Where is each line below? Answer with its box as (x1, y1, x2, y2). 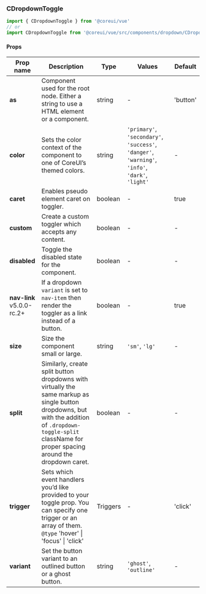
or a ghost (41, 569, 71, 578)
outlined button (41, 562, 86, 571)
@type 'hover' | (41, 529, 83, 538)
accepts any (41, 228, 77, 236)
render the (41, 301, 72, 310)
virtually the (41, 382, 75, 391)
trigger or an (41, 514, 78, 522)
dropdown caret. (41, 458, 90, 466)
